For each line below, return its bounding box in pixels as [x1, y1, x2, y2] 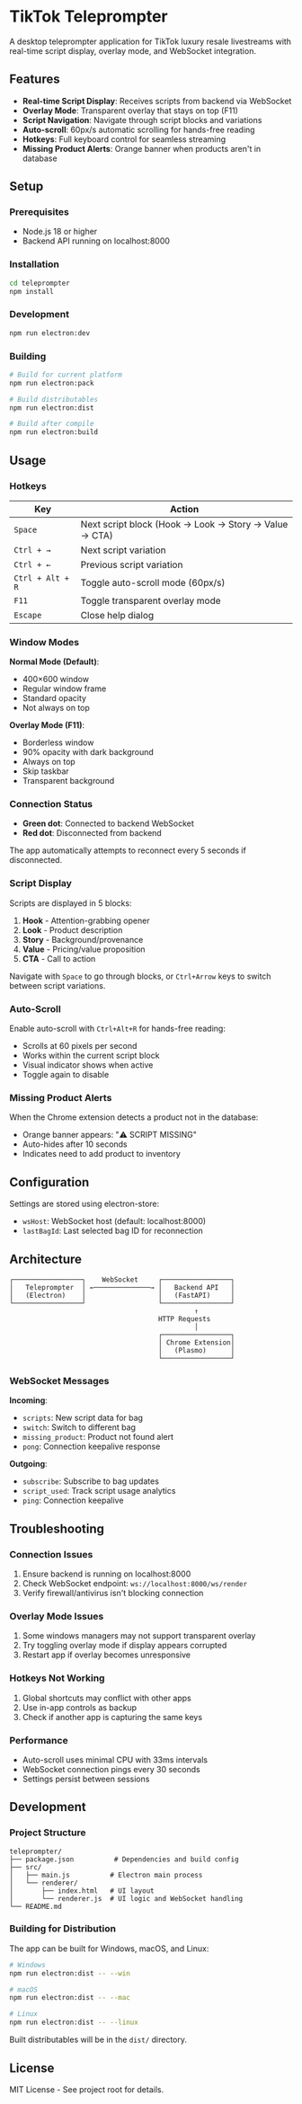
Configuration [9, 1175, 90, 1190]
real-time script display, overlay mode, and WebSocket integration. [9, 45, 256, 56]
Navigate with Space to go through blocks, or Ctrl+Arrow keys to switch [9, 971, 271, 981]
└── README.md [9, 1902, 63, 1911]
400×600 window [22, 674, 90, 685]
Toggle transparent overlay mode [80, 594, 222, 607]
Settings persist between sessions [22, 1773, 150, 1784]
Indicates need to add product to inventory [22, 1149, 182, 1159]
